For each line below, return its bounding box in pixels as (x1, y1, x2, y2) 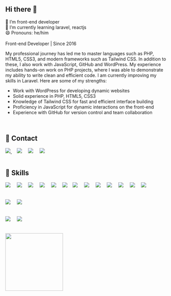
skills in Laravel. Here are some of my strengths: (5, 77, 107, 83)
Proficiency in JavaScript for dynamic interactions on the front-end (12, 103, 155, 110)
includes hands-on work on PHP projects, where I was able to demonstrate (5, 67, 164, 73)
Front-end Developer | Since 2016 (5, 40, 77, 47)
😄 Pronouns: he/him (5, 29, 49, 36)
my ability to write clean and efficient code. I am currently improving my (5, 72, 157, 78)
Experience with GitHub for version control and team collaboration (12, 109, 153, 115)
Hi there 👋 (5, 5, 37, 14)
